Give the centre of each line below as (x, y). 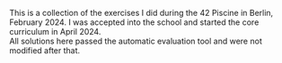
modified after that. (45, 51)
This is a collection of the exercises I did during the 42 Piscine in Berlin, (141, 13)
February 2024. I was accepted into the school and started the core (134, 22)
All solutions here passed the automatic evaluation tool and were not (136, 41)
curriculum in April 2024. (55, 31)
